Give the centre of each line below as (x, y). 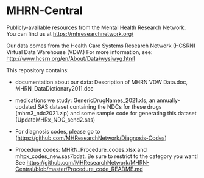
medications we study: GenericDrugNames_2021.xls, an (85, 100)
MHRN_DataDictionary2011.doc (54, 88)
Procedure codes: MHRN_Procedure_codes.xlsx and (81, 149)
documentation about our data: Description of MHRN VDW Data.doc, (101, 82)
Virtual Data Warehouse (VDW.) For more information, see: (79, 52)
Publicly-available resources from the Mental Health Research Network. (96, 27)
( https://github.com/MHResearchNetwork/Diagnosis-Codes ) (91, 138)
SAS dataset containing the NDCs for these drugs (100, 106)
